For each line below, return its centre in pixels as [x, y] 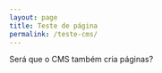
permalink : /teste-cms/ [54, 34]
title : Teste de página [54, 26]
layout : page [34, 17]
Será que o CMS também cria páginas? [81, 60]
